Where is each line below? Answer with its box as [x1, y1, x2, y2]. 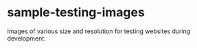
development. [7, 34, 46, 42]
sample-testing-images [7, 5, 146, 20]
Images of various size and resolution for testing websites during [7, 27, 191, 35]
